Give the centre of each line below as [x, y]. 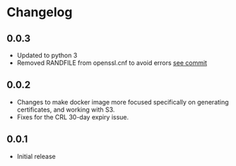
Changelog [40, 12]
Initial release [36, 156]
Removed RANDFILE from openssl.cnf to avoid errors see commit [112, 63]
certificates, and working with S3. [66, 109]
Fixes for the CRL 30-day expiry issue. [73, 117]
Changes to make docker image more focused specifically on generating [123, 102]
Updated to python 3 [47, 55]
